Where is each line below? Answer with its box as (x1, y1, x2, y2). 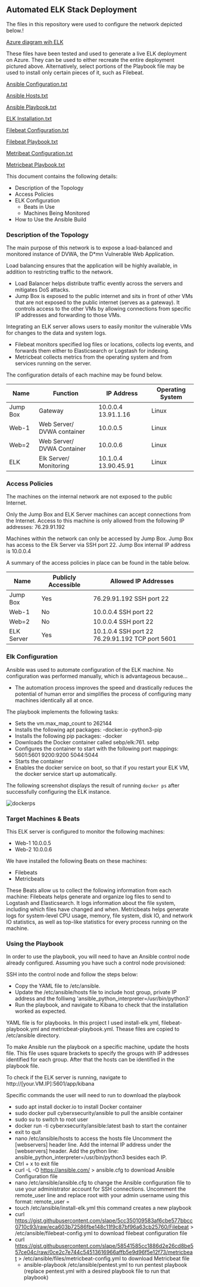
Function (52, 389, 79, 397)
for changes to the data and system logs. (6, 330, 107, 337)
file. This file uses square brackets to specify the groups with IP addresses (6, 1050, 189, 1057)
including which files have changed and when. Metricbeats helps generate (6, 906, 189, 913)
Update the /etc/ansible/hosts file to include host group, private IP (14, 989, 177, 996)
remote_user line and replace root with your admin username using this (14, 1192, 189, 1199)
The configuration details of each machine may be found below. (6, 371, 162, 378)
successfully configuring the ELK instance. (6, 788, 111, 795)
